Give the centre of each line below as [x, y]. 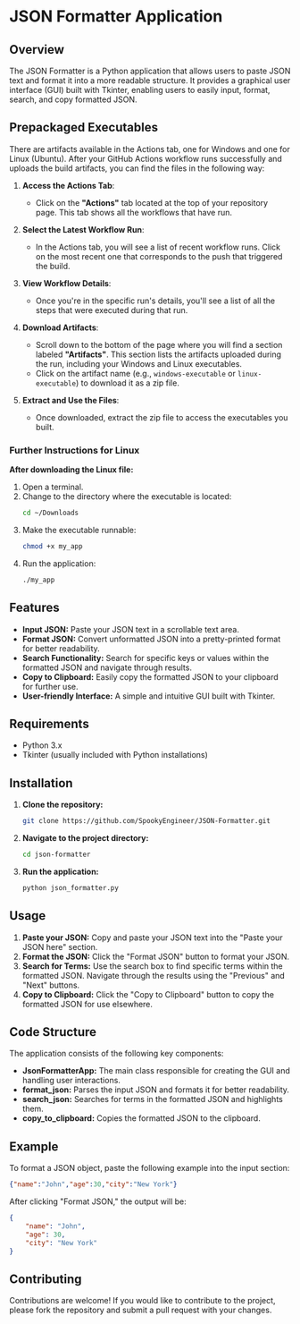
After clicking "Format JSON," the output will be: [98, 1201]
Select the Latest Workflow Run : [83, 229]
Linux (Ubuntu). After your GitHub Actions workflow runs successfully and [146, 158]
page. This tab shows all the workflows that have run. [134, 212]
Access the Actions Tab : [68, 185]
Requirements [49, 723]
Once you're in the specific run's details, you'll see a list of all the [155, 301]
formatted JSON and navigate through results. [107, 667]
